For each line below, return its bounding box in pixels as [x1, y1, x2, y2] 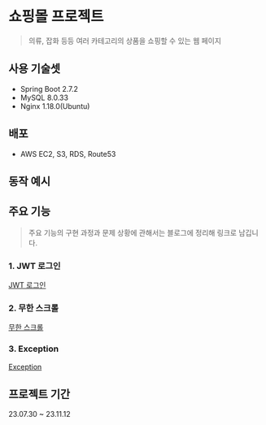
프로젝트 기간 [8, 388, 71, 401]
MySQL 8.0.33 [20, 93, 69, 102]
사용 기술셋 [8, 62, 61, 76]
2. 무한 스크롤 [8, 302, 59, 314]
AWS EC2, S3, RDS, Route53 [20, 149, 116, 158]
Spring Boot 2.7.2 [20, 84, 79, 93]
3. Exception [8, 343, 59, 354]
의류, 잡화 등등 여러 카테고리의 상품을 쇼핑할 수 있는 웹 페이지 [28, 36, 222, 46]
